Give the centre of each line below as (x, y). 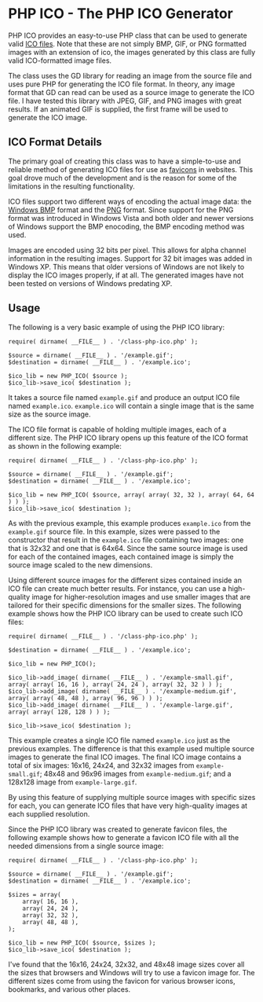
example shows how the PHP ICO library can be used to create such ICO (126, 613)
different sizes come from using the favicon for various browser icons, (122, 981)
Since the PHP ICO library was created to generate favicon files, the (118, 829)
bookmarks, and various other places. (69, 989)
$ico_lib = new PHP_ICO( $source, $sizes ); (82, 943)
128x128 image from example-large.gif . (73, 782)
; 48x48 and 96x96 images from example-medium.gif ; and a (135, 773)
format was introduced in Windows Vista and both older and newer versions (131, 218)
